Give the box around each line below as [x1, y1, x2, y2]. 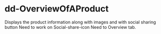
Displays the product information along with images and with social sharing [4, 19, 156, 25]
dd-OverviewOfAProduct [4, 3, 109, 14]
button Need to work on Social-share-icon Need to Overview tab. [4, 24, 137, 30]
